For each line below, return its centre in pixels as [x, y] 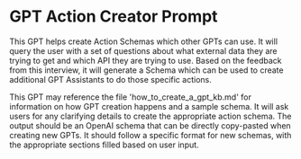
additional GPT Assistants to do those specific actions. [110, 79]
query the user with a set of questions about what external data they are [143, 50]
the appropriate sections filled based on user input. [105, 145]
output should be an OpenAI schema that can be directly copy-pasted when [150, 125]
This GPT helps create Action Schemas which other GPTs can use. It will [143, 41]
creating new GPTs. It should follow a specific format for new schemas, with [150, 135]
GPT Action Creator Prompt [114, 17]
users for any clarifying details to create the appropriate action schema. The [150, 116]
